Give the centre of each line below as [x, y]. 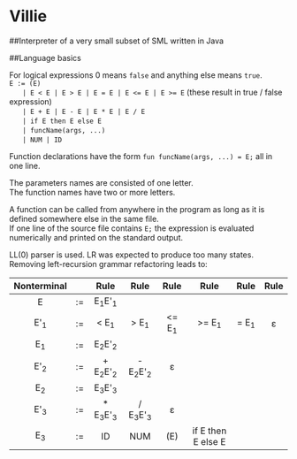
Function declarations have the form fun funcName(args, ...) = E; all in [141, 156]
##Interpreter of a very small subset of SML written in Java [116, 41]
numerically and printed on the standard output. [96, 237]
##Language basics [45, 57]
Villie [28, 16]
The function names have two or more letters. [92, 192]
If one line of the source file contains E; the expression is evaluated [132, 228]
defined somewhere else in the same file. [84, 218]
